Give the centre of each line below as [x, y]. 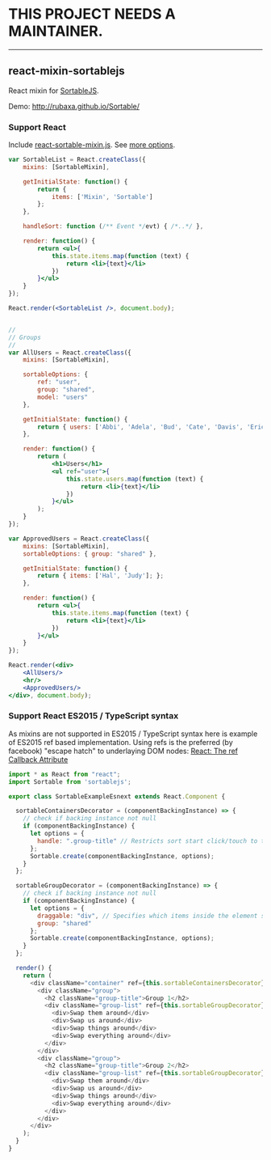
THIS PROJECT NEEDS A [92, 14]
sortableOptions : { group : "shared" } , [90, 554]
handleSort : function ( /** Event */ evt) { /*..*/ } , [113, 226]
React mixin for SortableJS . [54, 91]
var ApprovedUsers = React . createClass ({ [79, 539]
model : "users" [63, 397]
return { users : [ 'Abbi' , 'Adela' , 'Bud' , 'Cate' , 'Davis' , [140, 427]
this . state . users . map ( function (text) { [135, 479]
